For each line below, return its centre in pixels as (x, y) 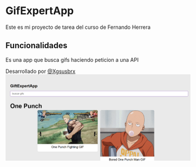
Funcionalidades (37, 46)
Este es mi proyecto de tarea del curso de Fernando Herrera (78, 27)
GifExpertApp (40, 11)
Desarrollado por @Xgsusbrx (40, 71)
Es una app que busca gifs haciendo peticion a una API (72, 59)
